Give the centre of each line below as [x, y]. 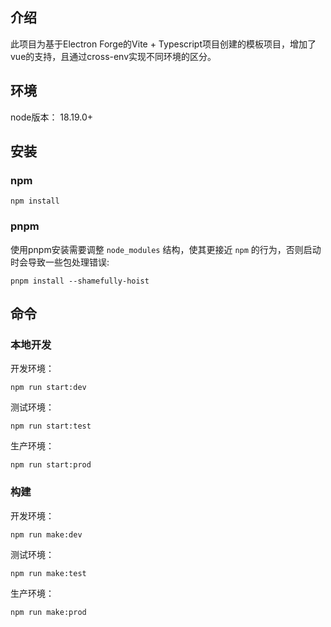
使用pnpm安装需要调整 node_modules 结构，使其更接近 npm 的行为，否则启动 [166, 249]
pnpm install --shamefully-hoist [80, 281]
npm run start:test [51, 426]
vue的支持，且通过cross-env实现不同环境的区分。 [113, 56]
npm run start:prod [51, 465]
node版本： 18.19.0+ [51, 117]
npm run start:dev [48, 388]
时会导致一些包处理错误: [60, 262]
